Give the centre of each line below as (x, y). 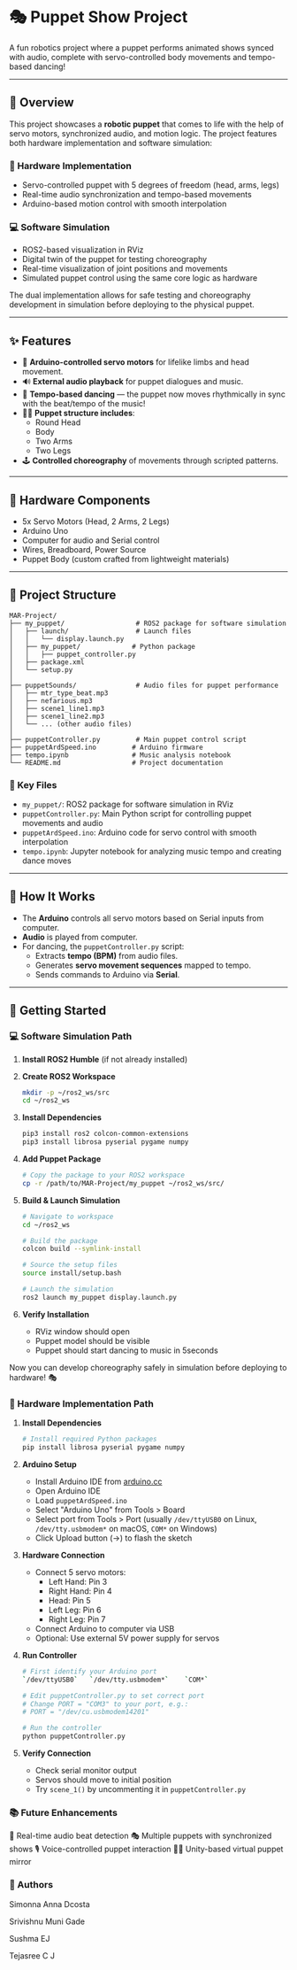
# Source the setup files (69, 1265)
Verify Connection (56, 1753)
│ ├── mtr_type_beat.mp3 (59, 693)
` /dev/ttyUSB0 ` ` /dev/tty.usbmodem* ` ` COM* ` (115, 1680)
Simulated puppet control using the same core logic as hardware (140, 278)
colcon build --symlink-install (81, 1249)
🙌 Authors (31, 1885)
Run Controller (49, 1655)
